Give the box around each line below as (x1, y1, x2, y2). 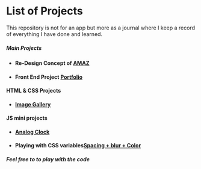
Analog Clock (14, 128, 50, 135)
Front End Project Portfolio (14, 73, 83, 81)
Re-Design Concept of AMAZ (14, 59, 90, 67)
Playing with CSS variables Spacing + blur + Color (14, 142, 141, 149)
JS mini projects (6, 114, 48, 121)
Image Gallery (14, 100, 51, 108)
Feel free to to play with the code (6, 156, 90, 163)
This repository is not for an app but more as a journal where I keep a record (6, 24, 196, 31)
